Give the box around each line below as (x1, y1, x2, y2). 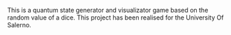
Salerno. (7, 21, 31, 29)
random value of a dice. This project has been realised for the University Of (7, 13, 224, 22)
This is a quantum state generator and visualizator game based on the (7, 6, 209, 14)
